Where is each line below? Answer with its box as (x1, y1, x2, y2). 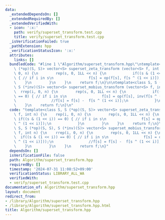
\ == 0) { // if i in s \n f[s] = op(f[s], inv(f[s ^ (14, 94, 157, 98)
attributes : (9, 52, 34, 58)
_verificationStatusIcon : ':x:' (9, 48, 76, 53)
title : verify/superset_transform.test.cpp (14, 35, 105, 40)
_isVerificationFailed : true (9, 39, 69, 44)
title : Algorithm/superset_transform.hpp (5, 208, 91, 213)
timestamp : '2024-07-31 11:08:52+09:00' (9, 167, 93, 171)
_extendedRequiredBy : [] (9, 16, 60, 21)
